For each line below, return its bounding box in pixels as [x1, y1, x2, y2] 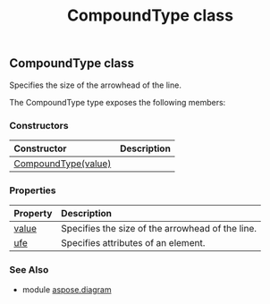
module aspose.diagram [21, 283, 112, 295]
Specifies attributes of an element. [61, 237, 206, 249]
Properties [9, 184, 56, 197]
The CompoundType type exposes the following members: [9, 97, 226, 107]
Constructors [9, 119, 69, 131]
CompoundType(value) [13, 157, 112, 170]
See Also [9, 264, 49, 276]
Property [13, 207, 53, 220]
